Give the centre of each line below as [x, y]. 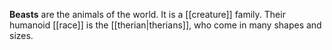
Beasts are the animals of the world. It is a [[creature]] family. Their [147, 14]
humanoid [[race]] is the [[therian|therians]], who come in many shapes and [165, 25]
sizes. [21, 35]
